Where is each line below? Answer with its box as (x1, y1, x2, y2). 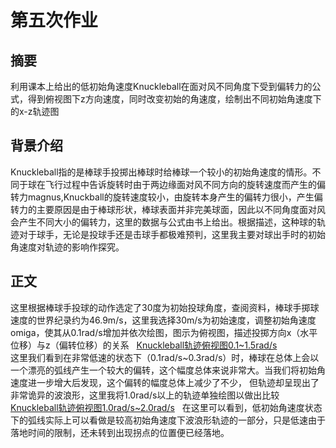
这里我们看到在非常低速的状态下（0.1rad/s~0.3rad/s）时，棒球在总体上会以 (10, 351, 320, 363)
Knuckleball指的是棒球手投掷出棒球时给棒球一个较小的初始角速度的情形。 (10, 166, 313, 178)
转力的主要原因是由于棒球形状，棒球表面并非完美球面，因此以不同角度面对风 (10, 203, 326, 215)
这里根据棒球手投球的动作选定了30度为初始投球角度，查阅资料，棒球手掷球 (10, 301, 320, 313)
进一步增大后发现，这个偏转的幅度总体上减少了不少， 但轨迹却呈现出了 (27, 376, 320, 388)
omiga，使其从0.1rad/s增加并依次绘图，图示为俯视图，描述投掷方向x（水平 (10, 326, 318, 338)
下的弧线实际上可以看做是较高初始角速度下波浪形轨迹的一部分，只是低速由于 (10, 414, 326, 426)
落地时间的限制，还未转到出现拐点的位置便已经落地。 (10, 426, 230, 438)
